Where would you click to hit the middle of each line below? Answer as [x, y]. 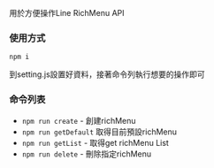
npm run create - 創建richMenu [79, 120]
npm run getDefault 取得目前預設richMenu [99, 132]
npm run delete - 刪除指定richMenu [87, 154]
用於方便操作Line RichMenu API [67, 13]
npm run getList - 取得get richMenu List [96, 142]
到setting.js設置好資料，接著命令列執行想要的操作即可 [107, 74]
